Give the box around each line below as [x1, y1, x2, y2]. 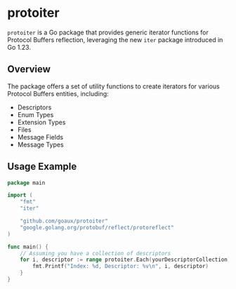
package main [7, 179, 46, 187]
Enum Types [17, 110, 54, 119]
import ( [7, 191, 33, 199]
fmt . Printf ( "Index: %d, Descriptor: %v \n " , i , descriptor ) [32, 263, 209, 270]
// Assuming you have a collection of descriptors [20, 250, 171, 257]
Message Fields [17, 133, 64, 141]
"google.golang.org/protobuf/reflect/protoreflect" [20, 224, 174, 231]
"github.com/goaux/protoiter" [20, 217, 109, 225]
